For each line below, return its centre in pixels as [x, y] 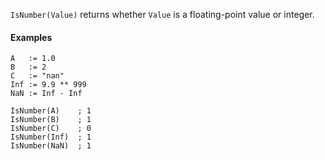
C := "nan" [37, 76]
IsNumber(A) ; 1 [51, 111]
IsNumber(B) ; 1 [51, 120]
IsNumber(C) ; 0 [51, 129]
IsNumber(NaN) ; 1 [51, 146]
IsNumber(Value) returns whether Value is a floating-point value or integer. [162, 14]
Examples [31, 37]
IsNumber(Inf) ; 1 [51, 137]
